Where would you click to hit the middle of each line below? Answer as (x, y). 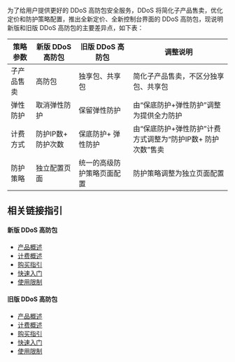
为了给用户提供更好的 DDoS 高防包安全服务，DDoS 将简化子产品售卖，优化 (115, 10)
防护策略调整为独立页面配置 (178, 173)
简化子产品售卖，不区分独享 (178, 76)
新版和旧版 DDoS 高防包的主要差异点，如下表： (76, 28)
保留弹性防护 (100, 110)
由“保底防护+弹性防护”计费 (177, 128)
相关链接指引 (35, 211)
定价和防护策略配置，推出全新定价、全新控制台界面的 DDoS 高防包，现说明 (115, 19)
